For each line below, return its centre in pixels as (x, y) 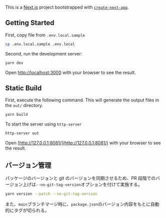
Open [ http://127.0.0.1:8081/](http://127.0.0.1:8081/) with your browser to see (83, 143)
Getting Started (30, 23)
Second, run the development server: (44, 53)
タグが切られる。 (31, 210)
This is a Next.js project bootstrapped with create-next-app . (67, 7)
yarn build (17, 114)
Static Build (24, 88)
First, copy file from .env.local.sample (45, 35)
